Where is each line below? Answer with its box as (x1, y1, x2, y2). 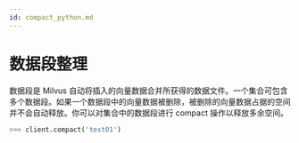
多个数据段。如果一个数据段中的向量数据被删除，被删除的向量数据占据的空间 (9, 96, 291, 107)
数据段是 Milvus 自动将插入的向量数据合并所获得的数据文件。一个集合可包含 (9, 85, 288, 96)
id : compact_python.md (9, 12, 94, 22)
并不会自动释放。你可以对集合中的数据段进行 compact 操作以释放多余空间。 (9, 107, 288, 118)
